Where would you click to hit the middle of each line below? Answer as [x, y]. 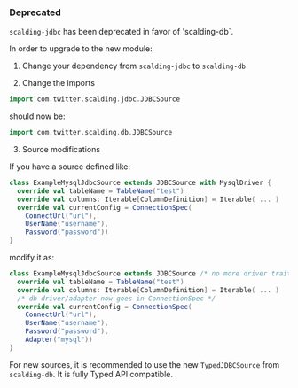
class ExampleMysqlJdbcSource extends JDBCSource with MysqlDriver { [141, 183]
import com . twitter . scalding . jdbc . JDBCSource [94, 99]
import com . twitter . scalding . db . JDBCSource [91, 133]
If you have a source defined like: [70, 167]
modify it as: [32, 258]
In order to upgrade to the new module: [81, 49]
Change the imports [59, 83]
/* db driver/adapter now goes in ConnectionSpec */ [117, 299]
